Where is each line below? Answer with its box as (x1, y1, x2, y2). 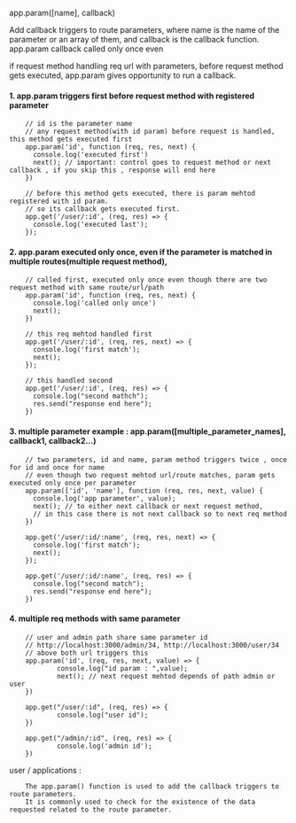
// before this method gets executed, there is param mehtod (25, 190, 255, 198)
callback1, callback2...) (9, 436, 97, 446)
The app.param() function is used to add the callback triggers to (25, 781, 279, 791)
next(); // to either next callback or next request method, (32, 501, 264, 510)
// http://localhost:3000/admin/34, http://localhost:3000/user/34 (25, 641, 279, 649)
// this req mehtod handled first (25, 330, 152, 339)
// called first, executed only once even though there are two (25, 276, 268, 284)
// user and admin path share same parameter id (25, 633, 208, 641)
